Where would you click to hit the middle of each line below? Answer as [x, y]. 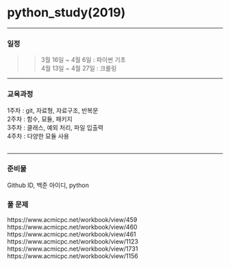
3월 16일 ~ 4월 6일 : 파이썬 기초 [84, 60]
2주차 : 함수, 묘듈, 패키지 [40, 119]
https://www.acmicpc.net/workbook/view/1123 [73, 242]
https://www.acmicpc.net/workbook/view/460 [73, 227]
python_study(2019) [66, 13]
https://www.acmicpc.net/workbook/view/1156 [73, 256]
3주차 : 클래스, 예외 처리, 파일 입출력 [55, 127]
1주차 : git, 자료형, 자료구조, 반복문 [53, 110]
